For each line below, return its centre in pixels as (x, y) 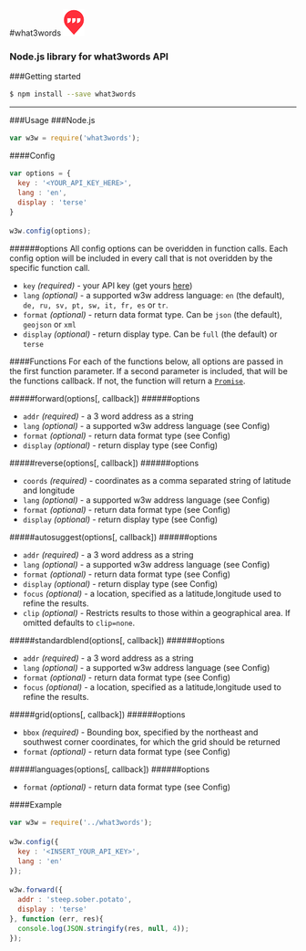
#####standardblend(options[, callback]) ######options (117, 641)
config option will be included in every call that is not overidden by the (141, 258)
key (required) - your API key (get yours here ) (107, 286)
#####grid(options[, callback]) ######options (97, 715)
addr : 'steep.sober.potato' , (75, 900)
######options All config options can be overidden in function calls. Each (149, 249)
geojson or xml (49, 325)
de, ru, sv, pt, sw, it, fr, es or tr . (95, 305)
